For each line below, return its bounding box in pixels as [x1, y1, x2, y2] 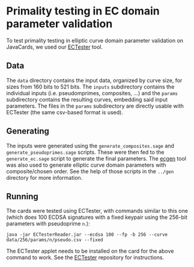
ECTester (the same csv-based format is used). [6, 108, 123, 115]
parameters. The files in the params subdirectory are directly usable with [6, 102, 184, 109]
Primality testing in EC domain [6, 4, 160, 18]
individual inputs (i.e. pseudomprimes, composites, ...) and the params [6, 89, 178, 97]
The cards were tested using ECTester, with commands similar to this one [6, 207, 188, 215]
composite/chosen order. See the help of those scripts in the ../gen [6, 167, 174, 175]
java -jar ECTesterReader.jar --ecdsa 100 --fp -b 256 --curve [6, 232, 168, 238]
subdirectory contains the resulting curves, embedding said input [6, 96, 168, 103]
